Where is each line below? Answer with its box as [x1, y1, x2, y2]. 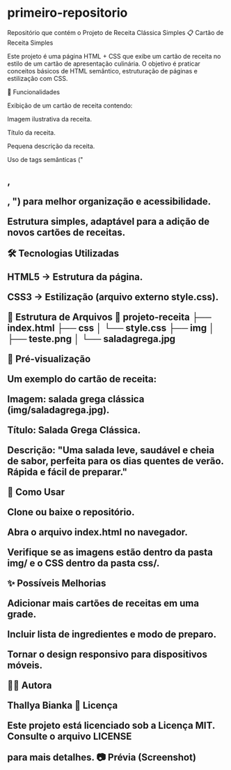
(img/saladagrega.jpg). [7, 404, 110, 416]
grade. [7, 609, 37, 621]
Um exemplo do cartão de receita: [7, 373, 157, 385]
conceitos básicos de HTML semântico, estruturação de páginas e [7, 66, 198, 75]
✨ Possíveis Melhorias [7, 577, 106, 589]
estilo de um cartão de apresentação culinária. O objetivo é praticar [7, 59, 200, 68]
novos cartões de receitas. [7, 227, 126, 239]
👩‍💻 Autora [7, 679, 52, 692]
